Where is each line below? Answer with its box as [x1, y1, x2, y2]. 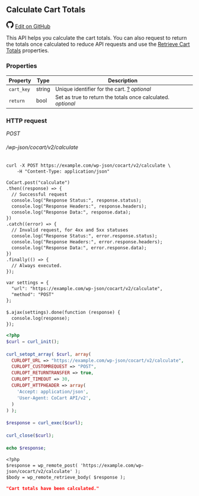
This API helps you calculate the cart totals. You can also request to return [6, 34, 187, 41]
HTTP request [6, 116, 47, 125]
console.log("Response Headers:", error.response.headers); [11, 239, 163, 245]
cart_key [8, 86, 31, 93]
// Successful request [11, 192, 68, 198]
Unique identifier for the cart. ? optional [55, 85, 151, 93]
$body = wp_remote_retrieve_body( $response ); [6, 474, 126, 480]
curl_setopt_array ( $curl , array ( [6, 351, 92, 357]
